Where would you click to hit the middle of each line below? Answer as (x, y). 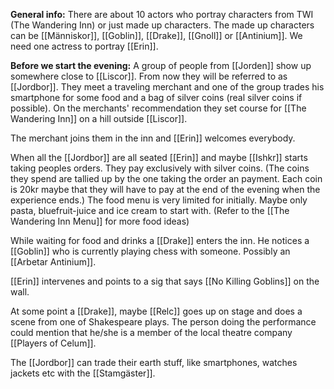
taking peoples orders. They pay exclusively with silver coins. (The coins (160, 168)
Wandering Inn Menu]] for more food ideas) (100, 221)
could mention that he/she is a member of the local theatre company (151, 332)
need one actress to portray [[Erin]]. (84, 46)
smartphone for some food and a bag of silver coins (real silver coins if (156, 97)
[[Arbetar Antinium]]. (53, 262)
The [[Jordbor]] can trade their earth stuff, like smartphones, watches (154, 362)
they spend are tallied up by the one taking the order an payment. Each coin (166, 178)
